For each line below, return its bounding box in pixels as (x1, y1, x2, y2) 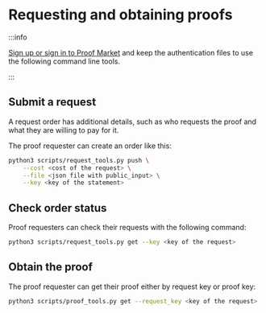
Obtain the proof (8, 260, 93, 274)
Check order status (8, 201, 107, 215)
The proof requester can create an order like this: (8, 141, 172, 150)
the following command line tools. (8, 56, 121, 66)
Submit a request (8, 95, 97, 109)
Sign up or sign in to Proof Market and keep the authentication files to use (8, 47, 254, 57)
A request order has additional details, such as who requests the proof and (8, 117, 256, 126)
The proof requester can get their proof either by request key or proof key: (8, 282, 256, 291)
